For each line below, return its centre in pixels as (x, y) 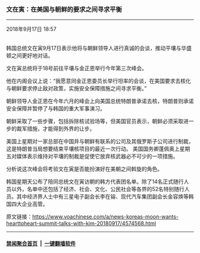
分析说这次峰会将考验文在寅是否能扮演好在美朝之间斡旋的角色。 (84, 169)
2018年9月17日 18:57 (31, 29)
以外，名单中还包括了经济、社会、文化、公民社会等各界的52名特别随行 (98, 189)
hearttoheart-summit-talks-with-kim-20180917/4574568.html (81, 223)
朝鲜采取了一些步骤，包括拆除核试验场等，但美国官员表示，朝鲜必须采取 (95, 121)
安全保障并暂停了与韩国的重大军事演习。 (56, 109)
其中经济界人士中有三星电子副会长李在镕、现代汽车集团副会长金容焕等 (102, 197)
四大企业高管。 (29, 204)
